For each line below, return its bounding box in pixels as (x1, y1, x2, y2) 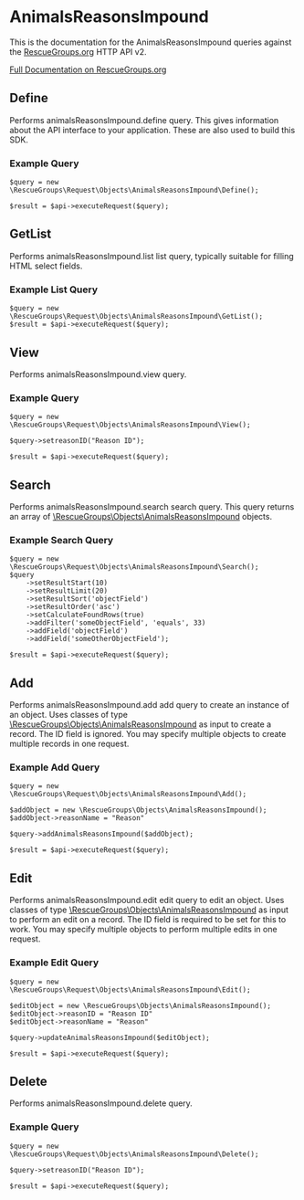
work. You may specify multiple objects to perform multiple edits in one (9, 924, 278, 935)
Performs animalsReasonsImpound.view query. (9, 368, 187, 380)
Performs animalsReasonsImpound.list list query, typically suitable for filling (9, 250, 294, 261)
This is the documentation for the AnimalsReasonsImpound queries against (9, 37, 292, 47)
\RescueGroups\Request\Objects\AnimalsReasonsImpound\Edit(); (9, 984, 251, 995)
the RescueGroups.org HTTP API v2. (9, 46, 147, 57)
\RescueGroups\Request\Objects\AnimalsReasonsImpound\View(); (9, 420, 251, 430)
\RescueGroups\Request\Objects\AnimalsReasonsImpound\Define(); (9, 185, 259, 195)
